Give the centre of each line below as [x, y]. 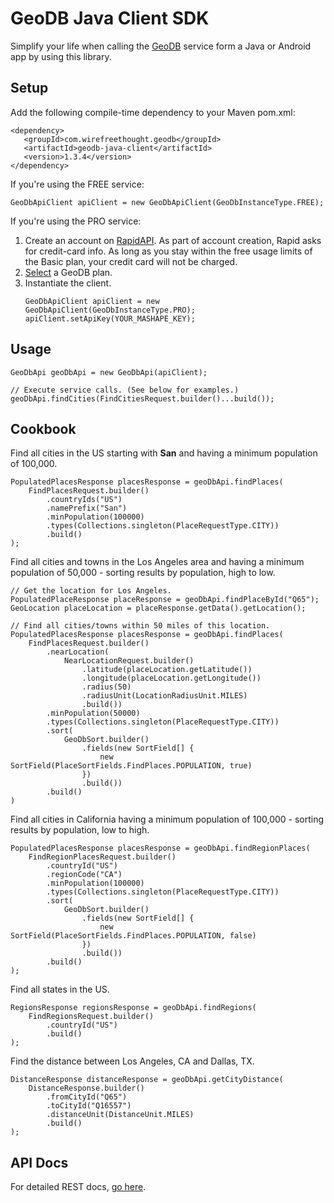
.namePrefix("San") [87, 508]
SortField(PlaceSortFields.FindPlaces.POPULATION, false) [133, 936]
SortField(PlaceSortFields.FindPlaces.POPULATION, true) [131, 766]
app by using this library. [61, 56]
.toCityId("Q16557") [89, 1106]
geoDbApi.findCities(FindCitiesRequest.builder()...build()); [142, 398]
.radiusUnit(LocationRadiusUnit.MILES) [164, 696]
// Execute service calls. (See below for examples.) [125, 390]
